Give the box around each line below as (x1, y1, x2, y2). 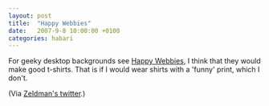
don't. (8, 73, 28, 83)
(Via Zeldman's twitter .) (8, 89, 86, 99)
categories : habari (8, 34, 74, 43)
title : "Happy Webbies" (8, 19, 92, 27)
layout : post (8, 11, 52, 20)
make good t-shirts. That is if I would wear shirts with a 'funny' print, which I (8, 65, 260, 75)
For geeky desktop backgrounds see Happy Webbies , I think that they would (8, 56, 261, 66)
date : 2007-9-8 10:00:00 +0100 (8, 26, 120, 35)
